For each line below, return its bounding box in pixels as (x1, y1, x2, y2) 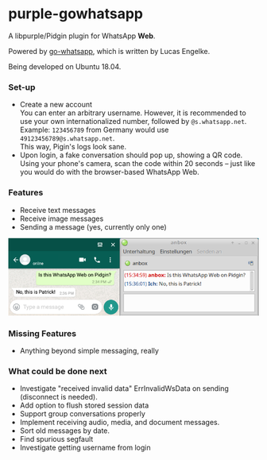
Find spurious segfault (19, 435, 94, 444)
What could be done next (8, 366, 107, 377)
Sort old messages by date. (19, 426, 110, 435)
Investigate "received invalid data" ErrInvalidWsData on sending (19, 384, 229, 393)
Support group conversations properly (19, 409, 145, 419)
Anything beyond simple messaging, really (19, 346, 159, 356)
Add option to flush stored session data (19, 400, 149, 410)
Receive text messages (19, 205, 96, 215)
